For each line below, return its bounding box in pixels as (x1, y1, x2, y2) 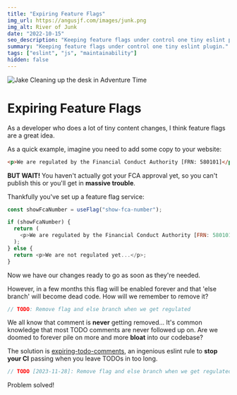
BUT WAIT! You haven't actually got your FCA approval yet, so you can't (7, 171, 218, 180)
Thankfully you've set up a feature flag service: (7, 192, 145, 201)
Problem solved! (7, 381, 55, 389)
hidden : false (7, 56, 49, 63)
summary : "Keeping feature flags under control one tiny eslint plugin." (7, 43, 229, 50)
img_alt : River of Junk (7, 23, 78, 30)
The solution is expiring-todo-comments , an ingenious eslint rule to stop (7, 347, 218, 355)
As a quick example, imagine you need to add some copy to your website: (7, 145, 222, 153)
